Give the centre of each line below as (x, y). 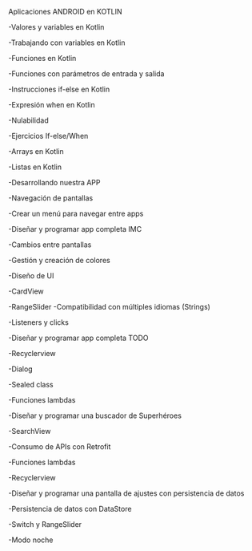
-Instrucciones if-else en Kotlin (59, 89)
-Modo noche (31, 540)
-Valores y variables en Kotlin (56, 27)
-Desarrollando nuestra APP (54, 182)
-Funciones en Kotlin (42, 58)
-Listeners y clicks (39, 322)
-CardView (26, 291)
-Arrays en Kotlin (36, 151)
